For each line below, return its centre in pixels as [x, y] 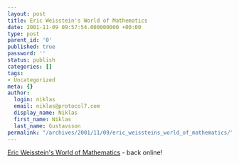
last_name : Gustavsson [47, 126]
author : [19, 93]
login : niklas [34, 100]
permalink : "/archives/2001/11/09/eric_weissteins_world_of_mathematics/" [121, 133]
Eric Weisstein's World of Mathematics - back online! [85, 152]
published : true [31, 47]
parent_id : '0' [30, 40]
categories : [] [30, 67]
